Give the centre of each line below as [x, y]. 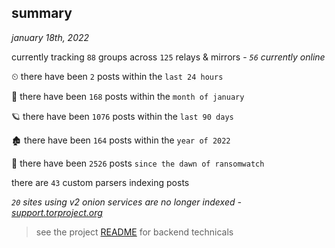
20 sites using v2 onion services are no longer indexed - [126, 202]
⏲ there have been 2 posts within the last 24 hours [117, 76]
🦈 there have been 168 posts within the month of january [128, 96]
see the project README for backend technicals [134, 232]
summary [42, 13]
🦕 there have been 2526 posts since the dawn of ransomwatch [138, 163]
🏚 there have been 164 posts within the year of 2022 [121, 140]
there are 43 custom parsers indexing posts [100, 182]
